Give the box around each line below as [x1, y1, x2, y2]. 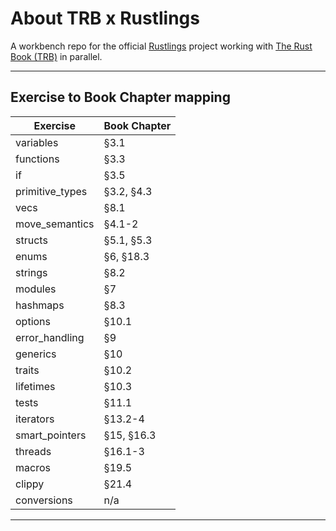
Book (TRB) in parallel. [10, 50, 103, 62]
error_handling [15, 330, 85, 344]
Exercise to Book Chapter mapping [10, 89, 231, 106]
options [15, 314, 51, 328]
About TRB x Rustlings [10, 7, 200, 30]
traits [15, 363, 40, 377]
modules [15, 282, 57, 296]
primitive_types [15, 184, 88, 198]
